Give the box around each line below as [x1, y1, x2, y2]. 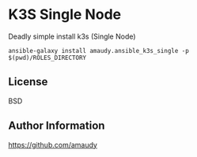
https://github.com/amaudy [8, 140, 97, 149]
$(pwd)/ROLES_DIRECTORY [8, 54, 87, 62]
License [8, 75, 48, 88]
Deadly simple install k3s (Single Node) [8, 32, 136, 41]
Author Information [8, 119, 105, 133]
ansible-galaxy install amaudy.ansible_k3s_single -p [8, 47, 190, 54]
